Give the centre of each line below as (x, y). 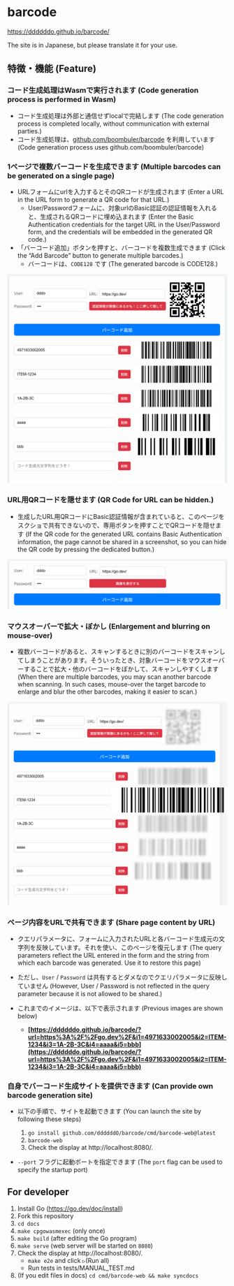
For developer (38, 1192)
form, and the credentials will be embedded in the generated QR (120, 232)
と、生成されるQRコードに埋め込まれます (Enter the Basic (111, 217)
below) (27, 1016)
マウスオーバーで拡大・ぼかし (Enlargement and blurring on (109, 626)
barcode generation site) (50, 1095)
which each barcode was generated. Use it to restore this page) (109, 963)
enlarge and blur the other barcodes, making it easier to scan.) (107, 692)
